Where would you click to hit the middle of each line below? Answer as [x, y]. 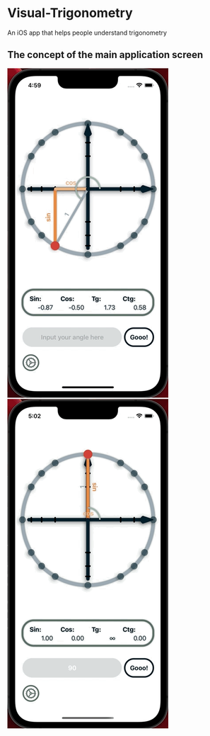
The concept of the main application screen [105, 55]
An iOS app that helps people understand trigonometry [87, 33]
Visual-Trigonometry [70, 13]
